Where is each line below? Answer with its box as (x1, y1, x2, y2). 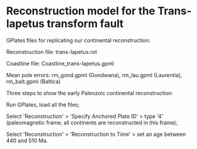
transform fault (47, 17, 124, 31)
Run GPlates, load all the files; (6, 101, 80, 108)
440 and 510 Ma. (6, 136, 48, 144)
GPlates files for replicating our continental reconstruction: (6, 37, 151, 44)
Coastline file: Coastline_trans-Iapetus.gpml (6, 60, 114, 67)
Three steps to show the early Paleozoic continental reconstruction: (6, 89, 174, 96)
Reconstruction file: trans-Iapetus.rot (6, 48, 98, 55)
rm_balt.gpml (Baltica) (6, 78, 61, 85)
